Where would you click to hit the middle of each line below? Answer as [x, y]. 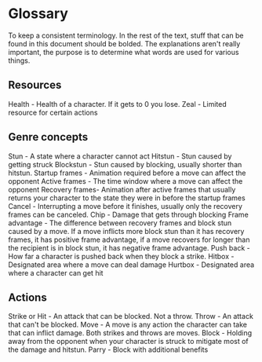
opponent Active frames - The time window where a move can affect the [126, 181]
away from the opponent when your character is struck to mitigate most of [128, 342]
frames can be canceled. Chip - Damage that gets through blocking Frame [128, 214]
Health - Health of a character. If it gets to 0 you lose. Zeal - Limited [118, 104]
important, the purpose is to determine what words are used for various [124, 52]
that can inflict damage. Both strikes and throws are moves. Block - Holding [130, 333]
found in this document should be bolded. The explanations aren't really [124, 43]
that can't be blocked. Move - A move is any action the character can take [128, 325]
